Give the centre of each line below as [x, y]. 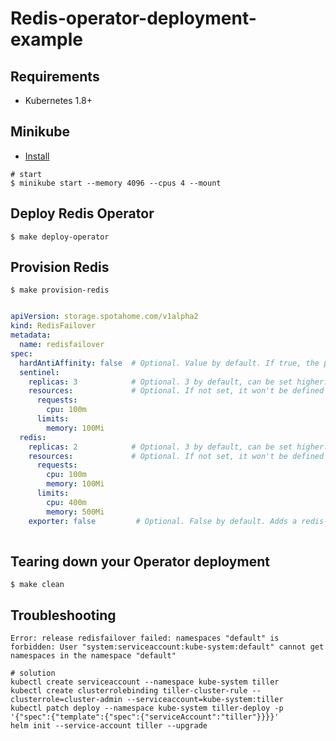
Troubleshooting [63, 615]
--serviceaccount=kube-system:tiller [205, 700]
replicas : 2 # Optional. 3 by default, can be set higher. [178, 447]
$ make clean [37, 585]
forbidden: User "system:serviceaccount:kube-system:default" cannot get [167, 647]
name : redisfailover [62, 345]
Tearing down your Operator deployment [140, 561]
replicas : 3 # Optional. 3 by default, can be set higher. [178, 382]
